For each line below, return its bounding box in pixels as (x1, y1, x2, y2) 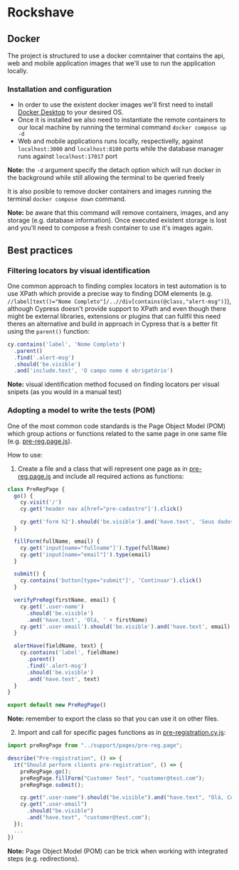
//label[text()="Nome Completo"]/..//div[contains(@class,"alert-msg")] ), (7, 297, 232, 305)
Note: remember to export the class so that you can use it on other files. (7, 714, 219, 723)
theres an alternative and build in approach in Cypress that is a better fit (7, 319, 218, 328)
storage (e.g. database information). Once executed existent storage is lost (7, 216, 227, 225)
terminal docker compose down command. (7, 195, 127, 203)
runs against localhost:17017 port (17, 152, 118, 161)
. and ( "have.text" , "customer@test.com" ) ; (26, 814, 152, 822)
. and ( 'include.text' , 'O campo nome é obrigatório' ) (14, 367, 174, 374)
